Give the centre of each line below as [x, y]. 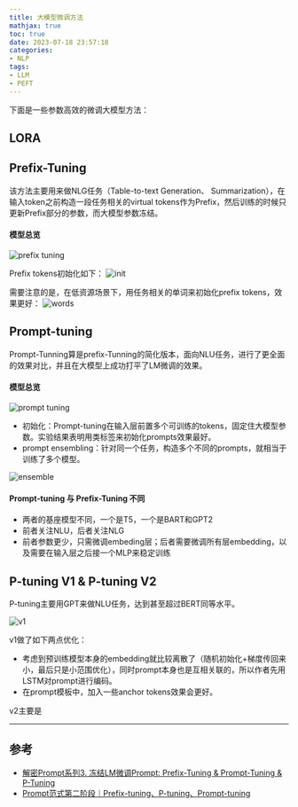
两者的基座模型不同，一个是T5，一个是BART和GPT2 [117, 520]
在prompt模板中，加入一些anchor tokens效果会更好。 [120, 692]
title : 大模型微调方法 [47, 17]
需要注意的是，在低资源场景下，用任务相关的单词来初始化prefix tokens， [142, 293]
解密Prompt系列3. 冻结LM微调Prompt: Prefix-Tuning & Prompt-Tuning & [152, 772]
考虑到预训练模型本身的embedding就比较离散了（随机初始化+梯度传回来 [154, 659]
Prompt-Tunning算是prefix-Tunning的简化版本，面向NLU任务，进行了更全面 [147, 354]
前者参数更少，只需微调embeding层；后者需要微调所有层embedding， [150, 542]
